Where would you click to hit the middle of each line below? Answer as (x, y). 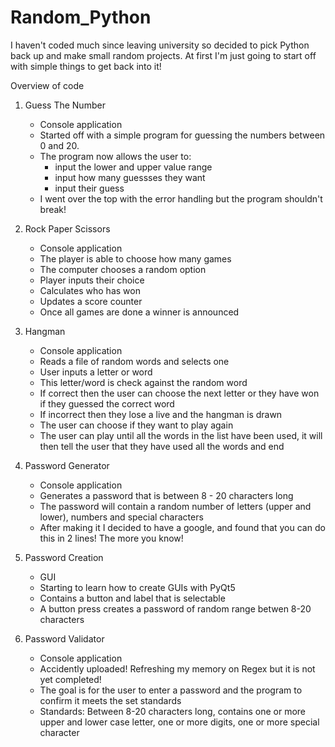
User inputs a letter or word (96, 372)
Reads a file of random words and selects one (134, 361)
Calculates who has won (90, 290)
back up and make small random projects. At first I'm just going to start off (163, 55)
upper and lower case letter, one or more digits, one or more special (179, 722)
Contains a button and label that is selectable (132, 598)
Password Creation (64, 557)
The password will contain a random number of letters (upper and (175, 506)
